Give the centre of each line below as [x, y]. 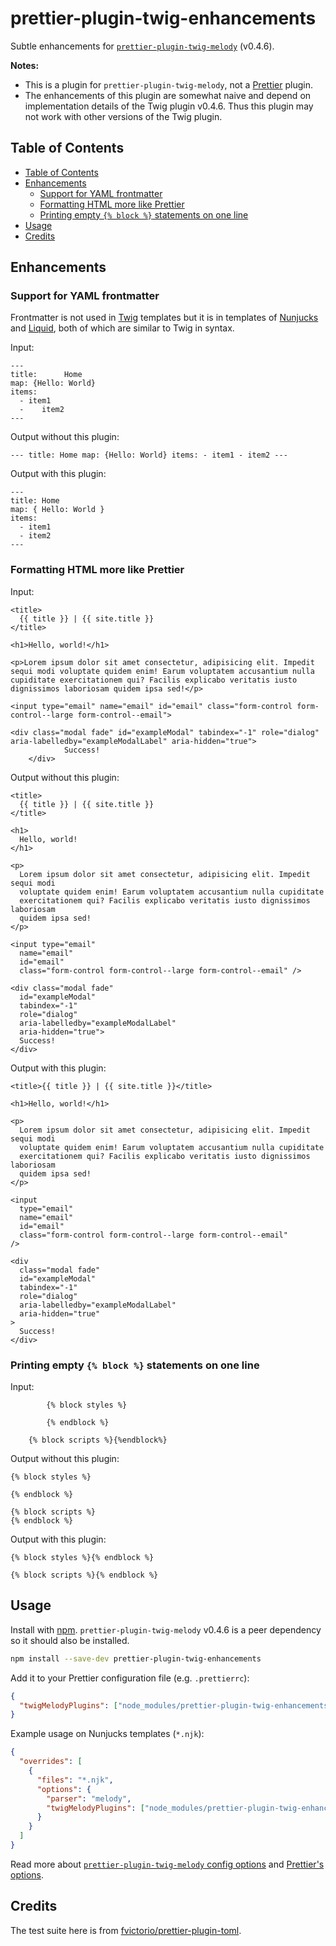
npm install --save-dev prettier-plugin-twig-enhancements [136, 1658]
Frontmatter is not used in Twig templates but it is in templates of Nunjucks [164, 318]
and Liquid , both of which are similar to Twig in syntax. [122, 328]
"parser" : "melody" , [89, 1798]
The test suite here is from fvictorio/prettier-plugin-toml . [126, 1930]
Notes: [25, 65]
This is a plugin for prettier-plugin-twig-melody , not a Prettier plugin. [168, 84]
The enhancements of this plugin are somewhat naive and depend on [168, 95]
